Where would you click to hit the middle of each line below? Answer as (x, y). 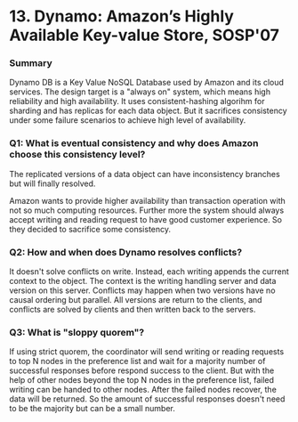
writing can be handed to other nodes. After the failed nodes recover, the (143, 390)
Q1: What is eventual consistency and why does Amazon (134, 143)
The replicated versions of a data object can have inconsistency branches (145, 174)
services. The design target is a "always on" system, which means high (140, 92)
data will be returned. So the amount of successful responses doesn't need (147, 399)
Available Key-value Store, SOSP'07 (145, 35)
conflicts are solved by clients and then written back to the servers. (133, 310)
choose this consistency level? (77, 155)
